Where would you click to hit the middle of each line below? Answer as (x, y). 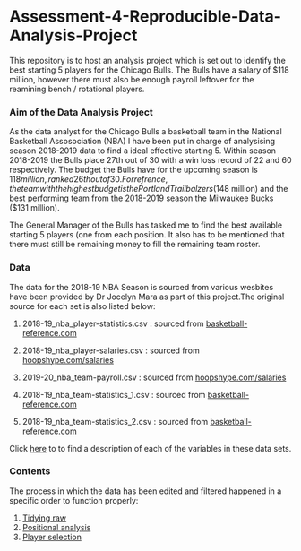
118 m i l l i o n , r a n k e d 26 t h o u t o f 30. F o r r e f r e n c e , (89, 179)
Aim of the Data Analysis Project (82, 112)
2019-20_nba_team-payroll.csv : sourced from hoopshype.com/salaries (154, 377)
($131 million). (34, 208)
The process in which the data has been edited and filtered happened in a (146, 491)
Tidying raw (44, 518)
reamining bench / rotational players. (77, 89)
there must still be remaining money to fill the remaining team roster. (135, 245)
